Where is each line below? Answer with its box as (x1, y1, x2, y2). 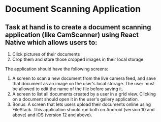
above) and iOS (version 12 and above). (12, 112, 93, 118)
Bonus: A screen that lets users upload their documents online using (12, 101, 151, 107)
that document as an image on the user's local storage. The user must (12, 81, 155, 86)
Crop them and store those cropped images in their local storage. (12, 56, 145, 62)
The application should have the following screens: (5, 66, 108, 72)
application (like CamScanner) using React (5, 30, 139, 39)
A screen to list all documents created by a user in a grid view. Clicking (12, 91, 156, 97)
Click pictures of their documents (12, 51, 80, 57)
